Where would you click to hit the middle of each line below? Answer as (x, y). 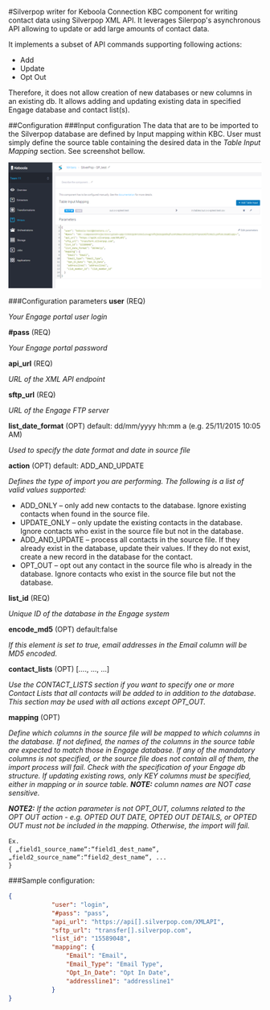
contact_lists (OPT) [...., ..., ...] (59, 669)
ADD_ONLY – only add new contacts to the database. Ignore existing (133, 506)
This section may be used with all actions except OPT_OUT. (107, 702)
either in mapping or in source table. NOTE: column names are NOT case (130, 784)
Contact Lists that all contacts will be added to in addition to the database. (132, 693)
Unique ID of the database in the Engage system (89, 614)
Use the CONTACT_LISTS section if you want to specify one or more (121, 685)
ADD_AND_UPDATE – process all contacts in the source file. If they (130, 540)
